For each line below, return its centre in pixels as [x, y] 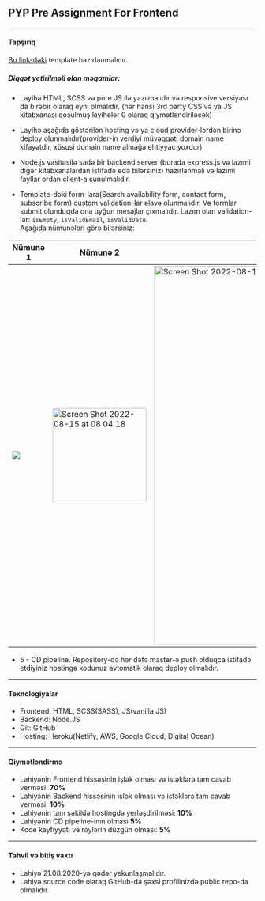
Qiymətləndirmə [35, 762]
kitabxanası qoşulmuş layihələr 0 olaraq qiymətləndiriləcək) [116, 115]
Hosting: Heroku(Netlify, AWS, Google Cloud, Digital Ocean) [117, 736]
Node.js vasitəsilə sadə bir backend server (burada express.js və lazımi [135, 162]
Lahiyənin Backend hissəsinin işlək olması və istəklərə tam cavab [125, 796]
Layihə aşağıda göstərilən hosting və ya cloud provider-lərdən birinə [131, 130]
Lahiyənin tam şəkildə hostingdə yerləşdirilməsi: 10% [106, 813]
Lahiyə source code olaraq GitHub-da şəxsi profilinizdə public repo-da [134, 881]
